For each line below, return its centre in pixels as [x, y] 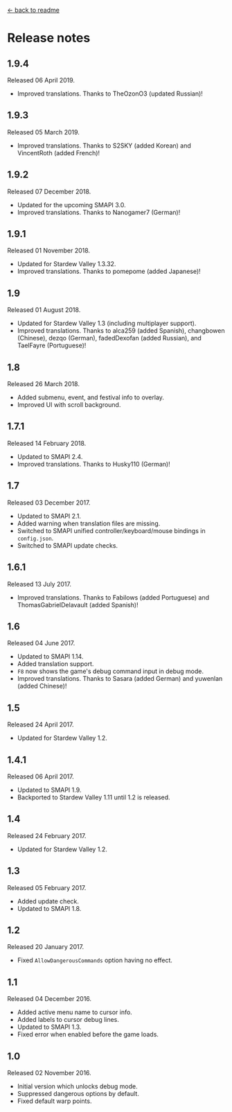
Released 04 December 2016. [50, 999]
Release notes [49, 38]
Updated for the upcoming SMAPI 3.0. [71, 205]
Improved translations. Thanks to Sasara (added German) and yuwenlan [120, 679]
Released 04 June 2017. [41, 643]
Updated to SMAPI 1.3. [49, 1027]
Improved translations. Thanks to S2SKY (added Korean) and [104, 146]
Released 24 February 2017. [47, 835]
